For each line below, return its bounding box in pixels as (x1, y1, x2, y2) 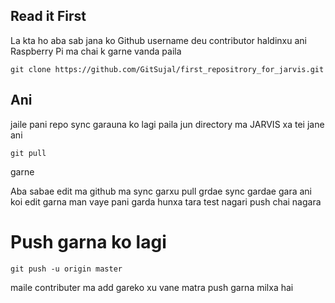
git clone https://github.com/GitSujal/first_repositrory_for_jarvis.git (10, 64, 325, 74)
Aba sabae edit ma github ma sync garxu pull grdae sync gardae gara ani (10, 185, 312, 197)
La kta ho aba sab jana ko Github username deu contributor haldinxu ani (10, 34, 307, 46)
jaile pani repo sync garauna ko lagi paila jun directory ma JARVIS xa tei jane (10, 118, 325, 130)
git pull (10, 148, 47, 158)
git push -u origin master (10, 264, 123, 274)
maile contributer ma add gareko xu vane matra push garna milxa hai (10, 281, 294, 293)
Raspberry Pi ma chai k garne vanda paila (10, 45, 182, 57)
